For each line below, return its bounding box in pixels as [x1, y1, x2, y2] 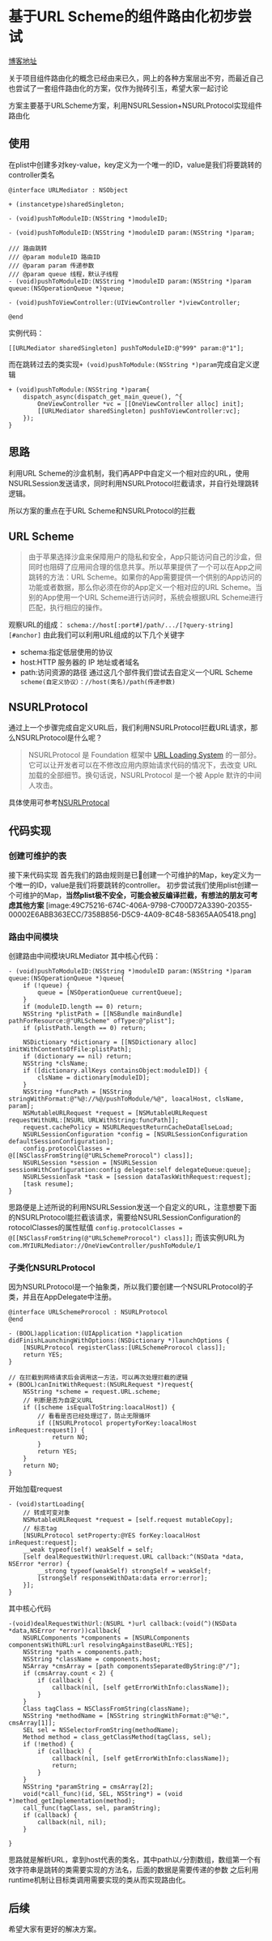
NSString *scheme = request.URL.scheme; [23, 1387, 161, 1396]
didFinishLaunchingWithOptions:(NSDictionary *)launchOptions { [8, 1336, 230, 1345]
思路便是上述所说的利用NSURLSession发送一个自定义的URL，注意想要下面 [8, 1203, 257, 1212]
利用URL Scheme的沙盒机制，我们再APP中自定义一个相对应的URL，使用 [8, 468, 250, 478]
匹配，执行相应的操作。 [28, 603, 107, 613]
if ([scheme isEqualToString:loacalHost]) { [23, 1404, 176, 1412]
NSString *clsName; [23, 1059, 89, 1068]
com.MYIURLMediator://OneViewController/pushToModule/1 [8, 1242, 201, 1251]
